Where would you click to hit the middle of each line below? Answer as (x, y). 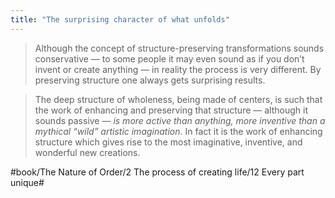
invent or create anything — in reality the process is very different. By (178, 69)
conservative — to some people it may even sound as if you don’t (169, 58)
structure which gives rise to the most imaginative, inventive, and (168, 142)
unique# (27, 182)
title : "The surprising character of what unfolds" (120, 19)
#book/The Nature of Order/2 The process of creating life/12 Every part (157, 172)
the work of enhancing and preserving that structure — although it (171, 110)
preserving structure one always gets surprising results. (150, 80)
